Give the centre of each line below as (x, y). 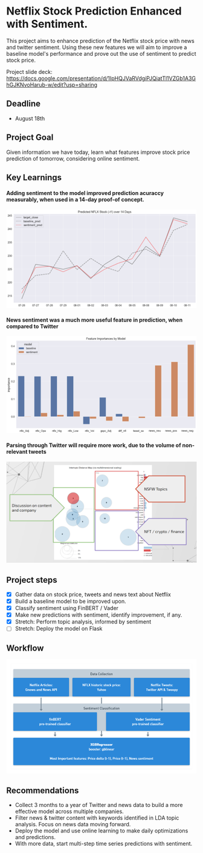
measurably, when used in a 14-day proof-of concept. (75, 199)
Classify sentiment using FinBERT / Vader (67, 608)
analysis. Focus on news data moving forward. (73, 825)
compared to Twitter (32, 326)
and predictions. (35, 837)
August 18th (30, 118)
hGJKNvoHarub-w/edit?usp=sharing (52, 85)
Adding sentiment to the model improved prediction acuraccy (85, 193)
